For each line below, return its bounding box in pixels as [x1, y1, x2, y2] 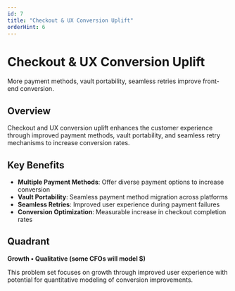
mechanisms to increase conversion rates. [7, 139, 130, 147]
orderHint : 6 [7, 23, 46, 30]
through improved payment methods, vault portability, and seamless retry [7, 131, 220, 140]
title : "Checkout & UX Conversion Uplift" [7, 17, 134, 24]
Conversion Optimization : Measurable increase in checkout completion [17, 207, 227, 216]
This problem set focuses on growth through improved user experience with [7, 268, 228, 276]
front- [203, 77, 220, 85]
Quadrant [7, 235, 51, 247]
